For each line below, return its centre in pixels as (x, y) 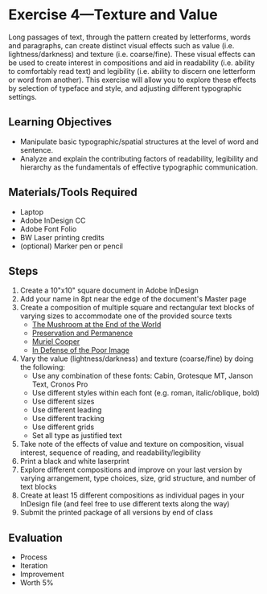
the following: (43, 367)
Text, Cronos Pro (60, 384)
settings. (23, 96)
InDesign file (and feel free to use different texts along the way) (125, 504)
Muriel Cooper (56, 342)
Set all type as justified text (77, 436)
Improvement (42, 574)
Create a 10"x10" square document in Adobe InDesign (109, 290)
